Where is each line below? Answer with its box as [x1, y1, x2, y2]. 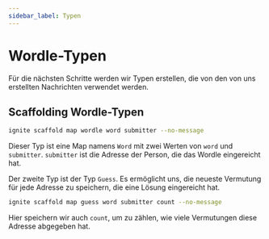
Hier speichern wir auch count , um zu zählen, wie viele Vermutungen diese [8, 213, 257, 223]
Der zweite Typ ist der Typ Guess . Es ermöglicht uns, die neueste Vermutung [8, 174, 262, 184]
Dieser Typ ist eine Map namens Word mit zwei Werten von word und [8, 141, 233, 151]
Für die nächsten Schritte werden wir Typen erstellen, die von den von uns [8, 73, 256, 83]
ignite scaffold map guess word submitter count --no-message [8, 199, 222, 207]
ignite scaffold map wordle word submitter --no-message [8, 127, 204, 135]
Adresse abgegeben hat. [8, 221, 90, 231]
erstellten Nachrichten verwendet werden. [8, 82, 149, 91]
